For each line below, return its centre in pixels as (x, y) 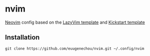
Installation (22, 37)
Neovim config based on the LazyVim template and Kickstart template (75, 22)
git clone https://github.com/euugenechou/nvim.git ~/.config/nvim (75, 49)
